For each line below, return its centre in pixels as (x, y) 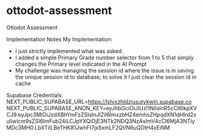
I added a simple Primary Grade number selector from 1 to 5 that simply (105, 57)
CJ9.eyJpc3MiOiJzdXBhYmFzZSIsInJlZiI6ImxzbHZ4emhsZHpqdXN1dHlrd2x (101, 114)
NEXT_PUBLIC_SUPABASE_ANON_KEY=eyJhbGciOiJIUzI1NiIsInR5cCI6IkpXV (102, 108)
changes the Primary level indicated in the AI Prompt (81, 64)
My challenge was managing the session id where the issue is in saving (105, 70)
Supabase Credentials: (35, 95)
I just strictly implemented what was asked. (69, 51)
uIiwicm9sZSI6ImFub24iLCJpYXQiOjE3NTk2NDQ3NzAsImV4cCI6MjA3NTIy (101, 121)
